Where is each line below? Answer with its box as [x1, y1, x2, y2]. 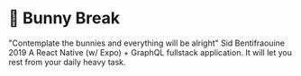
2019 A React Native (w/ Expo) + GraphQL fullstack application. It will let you [8, 46, 293, 57]
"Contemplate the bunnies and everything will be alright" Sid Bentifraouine [8, 38, 286, 48]
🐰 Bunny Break [8, 8, 121, 29]
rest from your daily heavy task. [8, 56, 127, 67]
